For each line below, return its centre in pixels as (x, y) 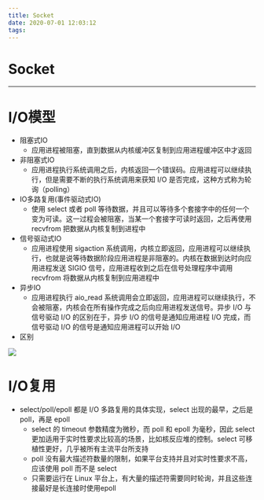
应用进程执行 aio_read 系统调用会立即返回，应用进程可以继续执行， (140, 298)
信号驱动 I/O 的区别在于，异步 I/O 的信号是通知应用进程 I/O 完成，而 (141, 317)
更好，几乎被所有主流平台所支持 (97, 449)
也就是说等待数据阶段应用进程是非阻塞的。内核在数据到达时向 (145, 258)
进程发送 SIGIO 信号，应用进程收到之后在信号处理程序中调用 (136, 268)
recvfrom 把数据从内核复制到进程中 (88, 229)
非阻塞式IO (37, 160)
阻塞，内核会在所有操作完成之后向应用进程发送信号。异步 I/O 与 (148, 307)
